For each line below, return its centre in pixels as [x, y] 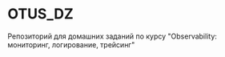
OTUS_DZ [40, 14]
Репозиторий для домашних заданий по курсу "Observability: [112, 36]
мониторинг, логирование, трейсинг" [71, 44]
